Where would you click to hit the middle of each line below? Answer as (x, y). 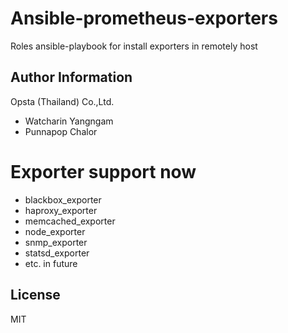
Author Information (71, 77)
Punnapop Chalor (61, 131)
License (35, 295)
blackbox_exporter (63, 199)
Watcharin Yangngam (69, 121)
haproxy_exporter (61, 210)
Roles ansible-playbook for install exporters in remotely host (134, 46)
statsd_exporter (57, 253)
